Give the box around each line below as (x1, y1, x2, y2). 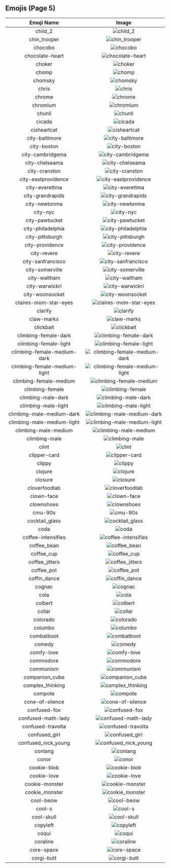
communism (29, 665, 59, 672)
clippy (36, 460, 52, 467)
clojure (36, 468, 53, 475)
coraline (34, 838, 54, 845)
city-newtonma (25, 200, 63, 207)
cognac (35, 583, 53, 590)
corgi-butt (31, 854, 57, 861)
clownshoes (29, 501, 59, 508)
